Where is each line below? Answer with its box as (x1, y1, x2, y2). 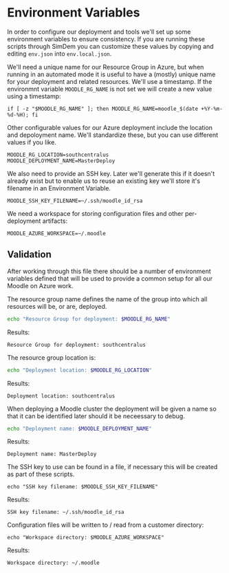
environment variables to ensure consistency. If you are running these (7, 34, 205, 43)
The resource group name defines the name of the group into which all (7, 294, 208, 303)
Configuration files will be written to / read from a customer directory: (7, 521, 204, 529)
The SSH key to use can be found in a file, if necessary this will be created (7, 463, 218, 471)
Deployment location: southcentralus (7, 392, 116, 400)
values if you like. (7, 138, 56, 146)
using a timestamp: (7, 91, 61, 100)
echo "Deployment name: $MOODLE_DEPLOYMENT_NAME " (7, 425, 153, 432)
